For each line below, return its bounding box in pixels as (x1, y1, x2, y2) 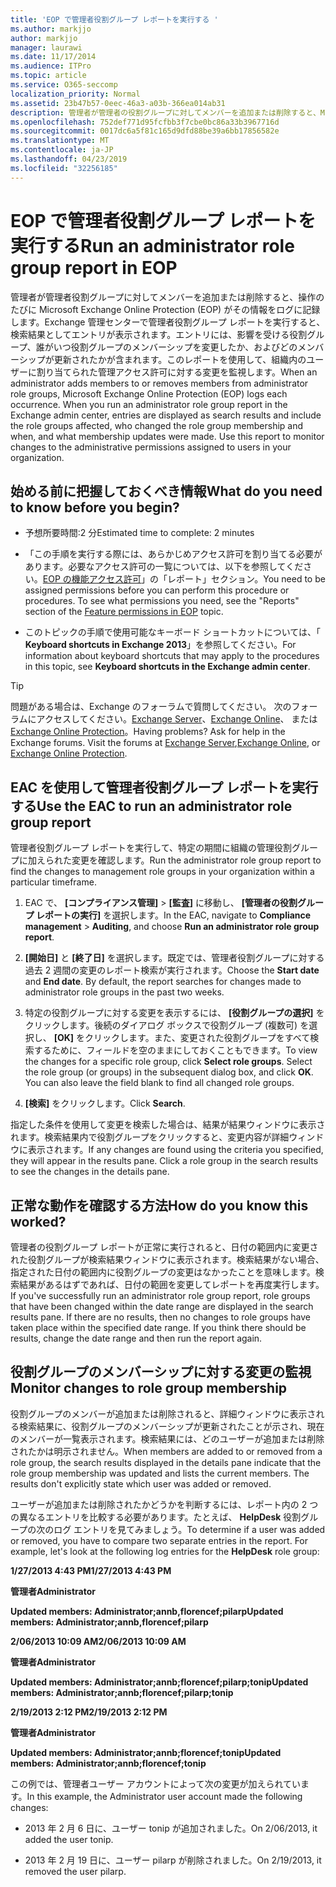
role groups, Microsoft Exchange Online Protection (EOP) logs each (10, 387, 288, 400)
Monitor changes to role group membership (10, 1380, 288, 1397)
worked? (10, 1213, 67, 1230)
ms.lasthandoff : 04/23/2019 (10, 154, 128, 164)
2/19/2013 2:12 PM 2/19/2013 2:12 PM (10, 1706, 168, 1718)
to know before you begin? (10, 499, 180, 516)
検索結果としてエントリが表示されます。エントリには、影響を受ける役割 (10, 328, 308, 340)
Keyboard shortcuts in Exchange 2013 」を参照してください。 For (24, 639, 297, 651)
